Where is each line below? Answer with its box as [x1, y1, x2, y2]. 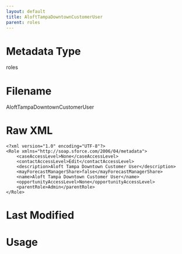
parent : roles [6, 19, 41, 25]
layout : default [6, 8, 45, 15]
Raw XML [6, 124, 53, 137]
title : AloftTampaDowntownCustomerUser [6, 14, 103, 20]
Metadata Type [6, 44, 81, 58]
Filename [6, 84, 52, 98]
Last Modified [6, 208, 75, 222]
